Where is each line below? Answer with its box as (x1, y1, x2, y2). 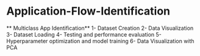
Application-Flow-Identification (6, 4, 171, 18)
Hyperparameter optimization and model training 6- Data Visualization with (6, 37, 195, 44)
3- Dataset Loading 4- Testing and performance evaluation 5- (6, 30, 162, 38)
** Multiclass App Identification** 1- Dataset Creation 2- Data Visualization (6, 24, 194, 32)
